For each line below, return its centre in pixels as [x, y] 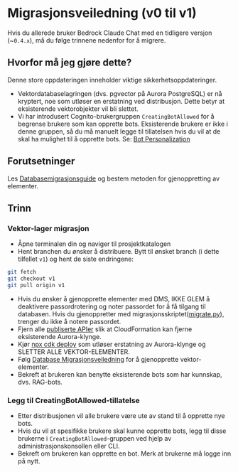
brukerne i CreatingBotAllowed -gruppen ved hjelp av [94, 439]
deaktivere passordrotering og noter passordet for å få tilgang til [112, 306]
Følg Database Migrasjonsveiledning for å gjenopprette [98, 359]
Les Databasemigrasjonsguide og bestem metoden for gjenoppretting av [114, 178]
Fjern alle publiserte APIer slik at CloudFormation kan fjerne [105, 329]
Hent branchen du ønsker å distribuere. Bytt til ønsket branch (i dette [118, 252]
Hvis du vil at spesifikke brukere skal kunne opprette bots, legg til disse [122, 431]
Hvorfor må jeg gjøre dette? [70, 63]
